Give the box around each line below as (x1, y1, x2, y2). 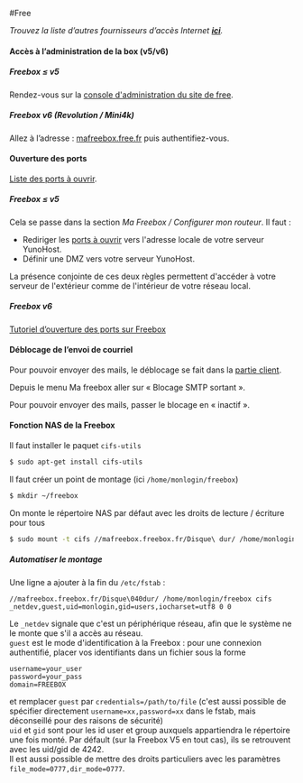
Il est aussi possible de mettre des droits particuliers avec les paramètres (9, 753, 281, 764)
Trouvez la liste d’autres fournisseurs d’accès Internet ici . (9, 25, 224, 35)
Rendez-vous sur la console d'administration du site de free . (9, 89, 234, 100)
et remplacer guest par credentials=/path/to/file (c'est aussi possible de (9, 695, 287, 706)
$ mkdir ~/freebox (9, 491, 78, 500)
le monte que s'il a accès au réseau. (9, 627, 143, 639)
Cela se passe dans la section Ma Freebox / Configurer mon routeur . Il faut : (9, 216, 291, 227)
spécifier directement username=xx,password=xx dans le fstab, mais (9, 705, 256, 716)
